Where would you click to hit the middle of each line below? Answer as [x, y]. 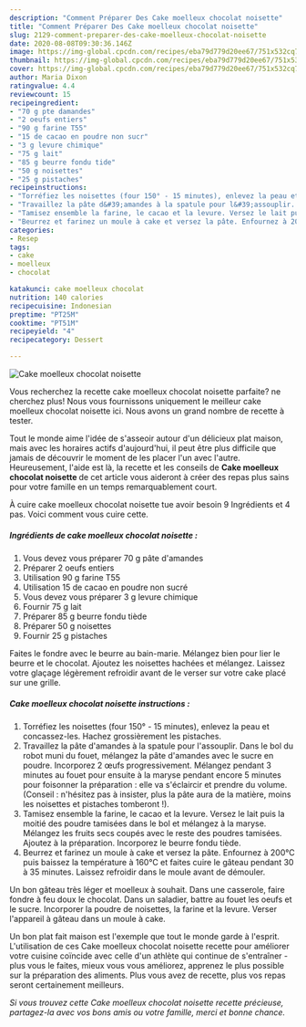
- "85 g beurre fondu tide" [63, 162]
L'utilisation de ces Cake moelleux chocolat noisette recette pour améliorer [149, 946]
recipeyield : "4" [42, 331]
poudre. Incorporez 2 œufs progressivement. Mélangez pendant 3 [147, 765]
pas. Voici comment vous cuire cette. [79, 514]
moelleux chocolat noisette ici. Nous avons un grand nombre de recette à [147, 411]
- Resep [24, 238]
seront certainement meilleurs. [67, 985]
